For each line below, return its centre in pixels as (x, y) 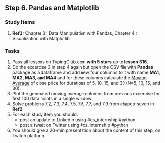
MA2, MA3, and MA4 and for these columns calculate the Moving (80, 77)
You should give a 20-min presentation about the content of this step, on (86, 130)
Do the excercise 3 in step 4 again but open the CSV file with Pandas (82, 67)
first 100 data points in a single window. (52, 98)
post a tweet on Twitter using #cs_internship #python (74, 125)
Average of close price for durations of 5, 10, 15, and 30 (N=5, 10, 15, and (86, 83)
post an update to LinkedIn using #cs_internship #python (78, 119)
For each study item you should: (45, 114)
